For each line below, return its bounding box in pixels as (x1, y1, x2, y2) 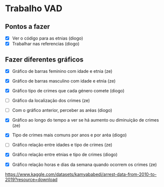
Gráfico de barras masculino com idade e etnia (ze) (12, 78, 116, 83)
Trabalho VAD (5, 3, 62, 14)
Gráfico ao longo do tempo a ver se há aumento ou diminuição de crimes (12, 117, 159, 123)
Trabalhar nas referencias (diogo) (12, 41, 80, 47)
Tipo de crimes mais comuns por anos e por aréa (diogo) (12, 132, 127, 138)
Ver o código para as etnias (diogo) (12, 35, 83, 41)
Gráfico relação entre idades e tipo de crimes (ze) (12, 142, 113, 148)
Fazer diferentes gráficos (5, 55, 84, 63)
